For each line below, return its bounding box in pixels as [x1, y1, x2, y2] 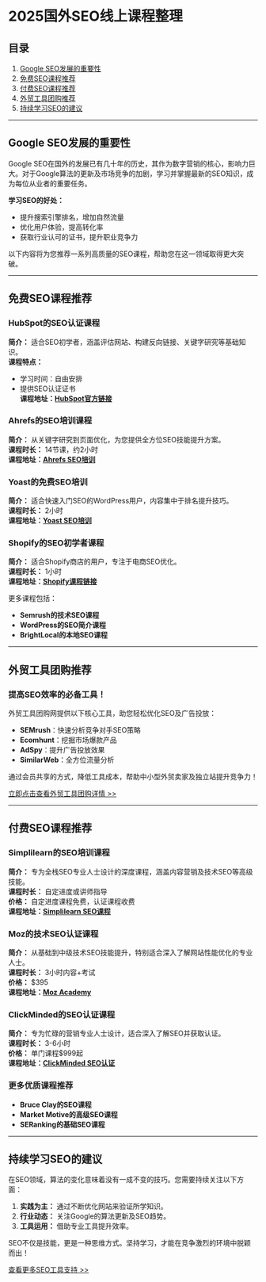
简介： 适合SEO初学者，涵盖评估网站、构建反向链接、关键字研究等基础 [8, 337, 240, 346]
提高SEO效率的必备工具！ [8, 689, 106, 700]
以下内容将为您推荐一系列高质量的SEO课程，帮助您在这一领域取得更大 [8, 249, 237, 258]
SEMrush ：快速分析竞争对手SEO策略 [19, 725, 141, 735]
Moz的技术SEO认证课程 [8, 928, 99, 939]
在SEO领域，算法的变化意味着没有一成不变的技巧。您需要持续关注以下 [8, 1175, 237, 1184]
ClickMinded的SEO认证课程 [8, 1008, 116, 1020]
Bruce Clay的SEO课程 [19, 1100, 93, 1109]
